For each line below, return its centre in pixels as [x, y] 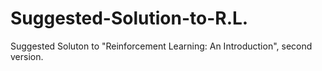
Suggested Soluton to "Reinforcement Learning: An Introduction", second [161, 46]
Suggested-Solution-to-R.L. [129, 18]
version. [27, 56]
